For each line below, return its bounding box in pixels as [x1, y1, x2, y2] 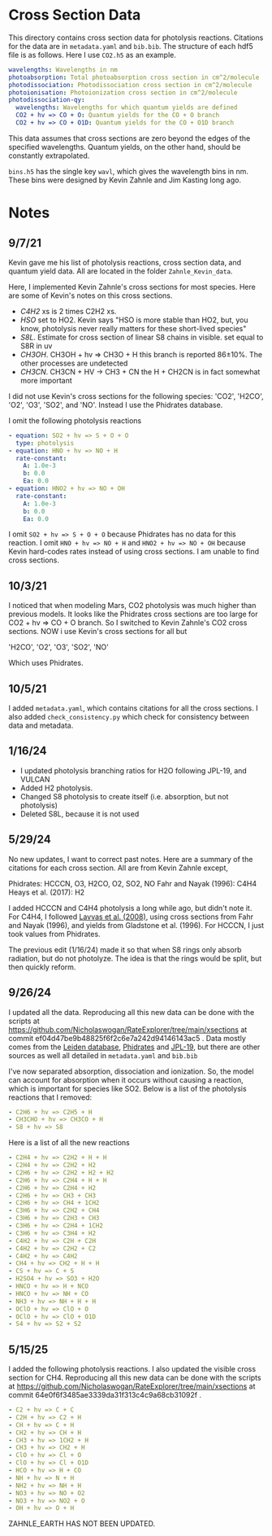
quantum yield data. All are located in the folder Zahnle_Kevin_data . [8, 266, 233, 276]
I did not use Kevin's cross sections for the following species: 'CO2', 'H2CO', [8, 391, 264, 400]
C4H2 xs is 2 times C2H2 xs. [19, 306, 117, 316]
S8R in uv [19, 340, 53, 351]
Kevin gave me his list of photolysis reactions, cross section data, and [8, 257, 242, 267]
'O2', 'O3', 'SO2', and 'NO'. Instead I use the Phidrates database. [8, 400, 223, 409]
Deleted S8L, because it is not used [19, 808, 140, 819]
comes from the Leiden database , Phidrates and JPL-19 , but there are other [8, 1042, 261, 1052]
